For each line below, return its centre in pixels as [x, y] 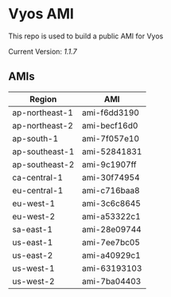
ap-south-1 [35, 138]
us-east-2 [33, 255]
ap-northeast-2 [43, 125]
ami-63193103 [112, 268]
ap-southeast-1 [43, 151]
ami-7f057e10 [111, 138]
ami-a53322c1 [111, 216]
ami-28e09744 [112, 229]
